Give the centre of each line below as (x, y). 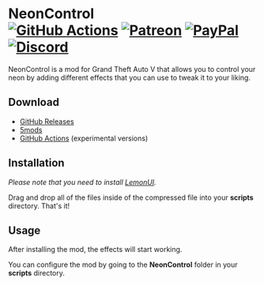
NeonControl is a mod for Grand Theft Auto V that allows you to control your (132, 69)
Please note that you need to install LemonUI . (82, 182)
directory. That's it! (39, 205)
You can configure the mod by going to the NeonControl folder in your (123, 264)
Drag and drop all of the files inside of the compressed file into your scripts (131, 197)
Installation (36, 163)
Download (34, 102)
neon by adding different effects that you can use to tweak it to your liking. (130, 77)
